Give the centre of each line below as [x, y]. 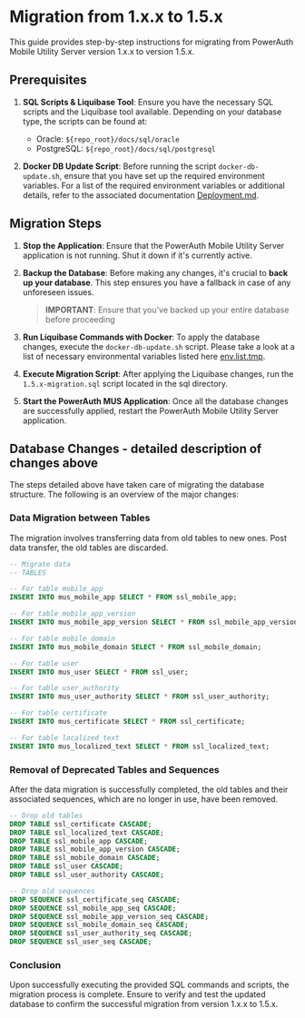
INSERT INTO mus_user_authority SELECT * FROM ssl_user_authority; [140, 697]
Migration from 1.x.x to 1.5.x [117, 17]
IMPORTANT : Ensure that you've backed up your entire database [167, 310]
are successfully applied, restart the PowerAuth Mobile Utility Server [150, 410]
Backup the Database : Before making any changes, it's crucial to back [155, 272]
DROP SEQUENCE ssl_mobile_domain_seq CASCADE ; [99, 925]
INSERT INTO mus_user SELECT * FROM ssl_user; [99, 672]
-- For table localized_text [64, 737]
